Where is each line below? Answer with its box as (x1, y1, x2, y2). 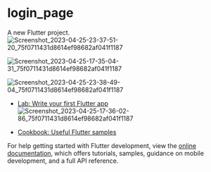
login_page (7, 5, 74, 21)
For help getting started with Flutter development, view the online (7, 141, 197, 149)
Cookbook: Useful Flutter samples (17, 128, 117, 136)
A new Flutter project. (7, 28, 70, 37)
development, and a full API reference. (7, 156, 119, 165)
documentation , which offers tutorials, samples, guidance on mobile (7, 149, 204, 157)
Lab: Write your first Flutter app (17, 99, 109, 107)
